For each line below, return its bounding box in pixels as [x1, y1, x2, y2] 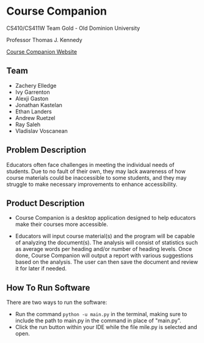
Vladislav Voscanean [15, 127, 68, 135]
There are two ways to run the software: [6, 299, 107, 306]
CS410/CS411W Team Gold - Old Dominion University [6, 24, 140, 32]
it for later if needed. [15, 265, 67, 272]
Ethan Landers [15, 108, 52, 115]
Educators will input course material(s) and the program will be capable [15, 233, 195, 240]
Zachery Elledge [15, 82, 57, 89]
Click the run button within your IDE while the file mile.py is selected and [15, 324, 197, 331]
